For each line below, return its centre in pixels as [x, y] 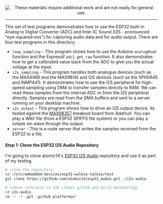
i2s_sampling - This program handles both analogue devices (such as [81, 72]
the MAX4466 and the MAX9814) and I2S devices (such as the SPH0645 [85, 77]
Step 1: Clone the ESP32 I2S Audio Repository [52, 145]
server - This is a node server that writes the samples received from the [84, 129]
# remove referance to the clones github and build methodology [71, 188]
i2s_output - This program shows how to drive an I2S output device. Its [83, 108]
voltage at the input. [32, 67]
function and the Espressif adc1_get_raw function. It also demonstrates [82, 57]
